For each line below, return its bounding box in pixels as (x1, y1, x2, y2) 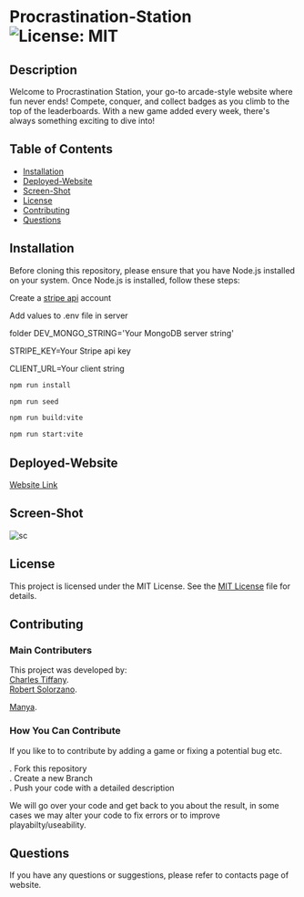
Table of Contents (9, 141, 114, 157)
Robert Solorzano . (9, 684, 77, 695)
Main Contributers (9, 644, 93, 656)
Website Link (9, 479, 58, 490)
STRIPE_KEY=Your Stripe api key (9, 345, 132, 356)
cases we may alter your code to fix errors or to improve (9, 809, 220, 820)
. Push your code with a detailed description (9, 782, 175, 793)
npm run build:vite (9, 413, 84, 423)
